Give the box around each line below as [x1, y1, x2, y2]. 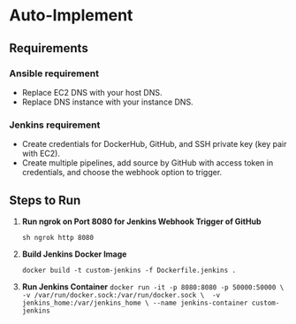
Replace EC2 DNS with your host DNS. [21, 87, 163, 97]
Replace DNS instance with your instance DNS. [21, 96, 194, 107]
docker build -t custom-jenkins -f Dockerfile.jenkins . [21, 266, 237, 274]
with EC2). [21, 148, 60, 159]
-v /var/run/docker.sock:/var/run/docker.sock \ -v [21, 290, 221, 299]
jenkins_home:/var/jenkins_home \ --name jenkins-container [21, 298, 248, 307]
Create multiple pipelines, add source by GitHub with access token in [21, 158, 274, 168]
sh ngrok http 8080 [21, 233, 95, 242]
